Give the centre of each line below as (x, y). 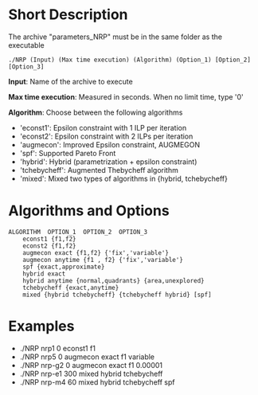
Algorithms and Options (89, 211)
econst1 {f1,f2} (50, 239)
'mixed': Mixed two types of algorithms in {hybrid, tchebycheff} (124, 178)
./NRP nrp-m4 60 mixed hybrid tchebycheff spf (97, 382)
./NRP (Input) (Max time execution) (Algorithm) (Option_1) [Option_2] (129, 60)
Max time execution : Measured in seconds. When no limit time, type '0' (126, 96)
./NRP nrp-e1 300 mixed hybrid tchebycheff (91, 373)
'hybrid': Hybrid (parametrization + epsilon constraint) (108, 162)
